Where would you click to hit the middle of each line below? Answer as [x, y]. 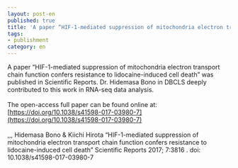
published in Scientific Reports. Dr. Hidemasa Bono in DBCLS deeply [107, 82]
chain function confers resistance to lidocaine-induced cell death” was [110, 74]
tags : [15, 34]
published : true [31, 21]
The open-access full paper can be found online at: [83, 105]
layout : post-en [31, 14]
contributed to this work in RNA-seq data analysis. [81, 90]
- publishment [28, 40]
